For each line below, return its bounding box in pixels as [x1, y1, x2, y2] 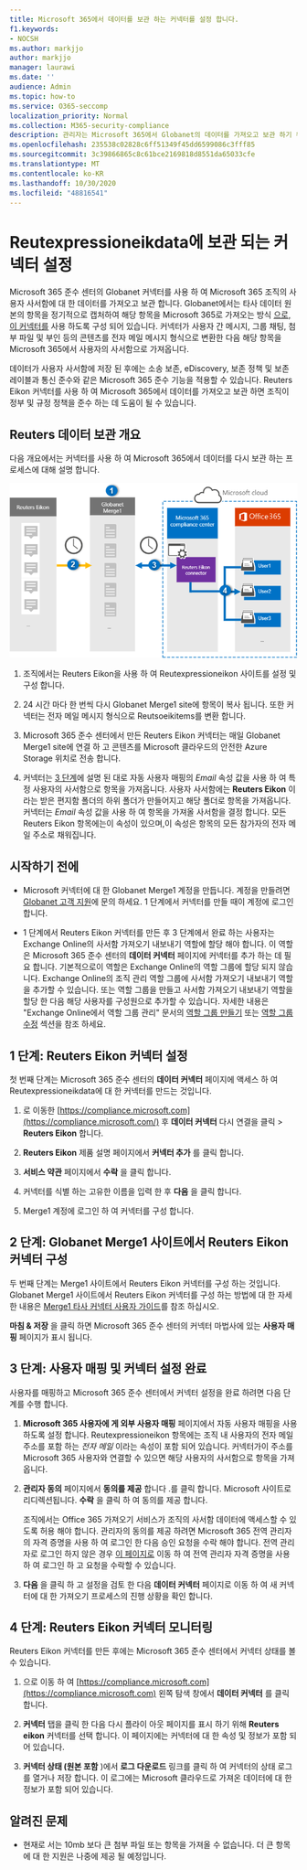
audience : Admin [9, 82, 71, 91]
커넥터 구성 [9, 1252, 69, 1267]
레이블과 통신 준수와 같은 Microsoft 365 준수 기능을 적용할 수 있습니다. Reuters [9, 375, 293, 386]
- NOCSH [9, 34, 39, 43]
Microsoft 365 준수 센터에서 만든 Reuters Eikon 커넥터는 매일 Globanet [22, 730, 281, 741]
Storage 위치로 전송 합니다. [22, 753, 122, 764]
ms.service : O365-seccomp [9, 102, 108, 111]
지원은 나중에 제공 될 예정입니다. [51, 1851, 167, 1862]
